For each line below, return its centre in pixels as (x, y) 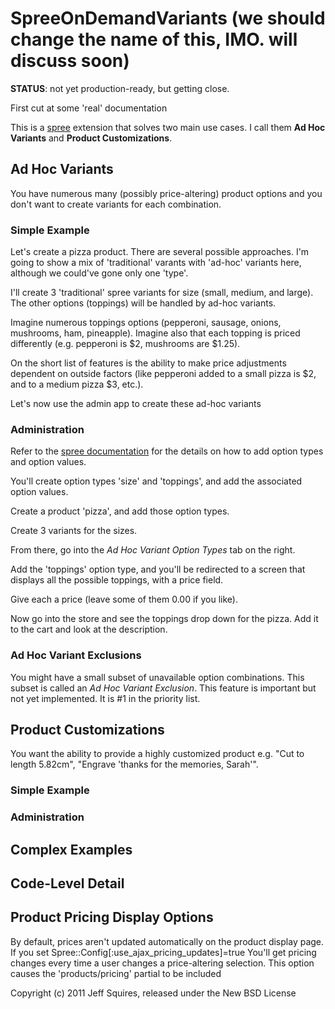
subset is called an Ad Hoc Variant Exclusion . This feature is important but (163, 688)
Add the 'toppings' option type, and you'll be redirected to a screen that (158, 569)
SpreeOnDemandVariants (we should (168, 18)
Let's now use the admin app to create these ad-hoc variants (136, 404)
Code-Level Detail (67, 883)
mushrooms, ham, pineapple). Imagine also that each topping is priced (155, 333)
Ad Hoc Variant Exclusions (76, 655)
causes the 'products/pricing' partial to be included (116, 973)
